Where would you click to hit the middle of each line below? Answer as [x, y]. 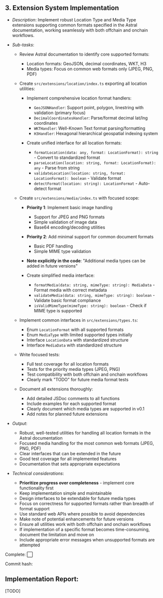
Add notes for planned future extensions [67, 414]
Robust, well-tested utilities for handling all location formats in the [85, 433]
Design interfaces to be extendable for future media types [77, 498]
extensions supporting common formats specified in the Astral [75, 25]
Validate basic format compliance [67, 300]
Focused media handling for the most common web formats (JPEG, [87, 443]
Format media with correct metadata [70, 290]
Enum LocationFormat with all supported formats [75, 329]
